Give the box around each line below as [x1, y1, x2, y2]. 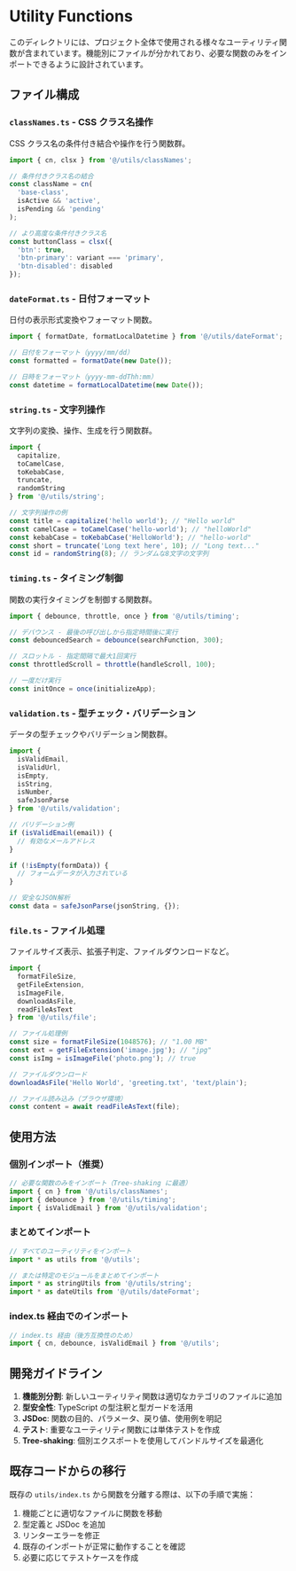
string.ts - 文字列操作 [9, 403, 105, 416]
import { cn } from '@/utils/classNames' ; [9, 1186, 168, 1196]
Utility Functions [9, 6, 133, 27]
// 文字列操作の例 [9, 508, 68, 518]
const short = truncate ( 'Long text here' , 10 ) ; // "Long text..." [9, 541, 260, 551]
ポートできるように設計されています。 [9, 59, 148, 69]
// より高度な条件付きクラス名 [9, 229, 107, 238]
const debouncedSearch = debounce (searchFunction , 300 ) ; [9, 636, 224, 645]
